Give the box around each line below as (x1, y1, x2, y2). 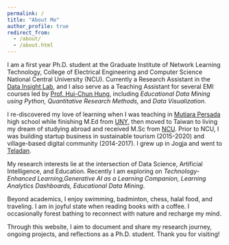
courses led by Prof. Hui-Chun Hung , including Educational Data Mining (7, 90, 210, 98)
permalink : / (7, 10, 45, 17)
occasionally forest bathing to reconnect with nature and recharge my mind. (7, 209, 221, 218)
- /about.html (13, 42, 53, 49)
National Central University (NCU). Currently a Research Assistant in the (7, 75, 210, 83)
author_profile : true (7, 23, 69, 29)
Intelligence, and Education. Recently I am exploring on (7, 167, 162, 175)
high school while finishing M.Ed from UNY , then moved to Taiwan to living (7, 118, 218, 125)
